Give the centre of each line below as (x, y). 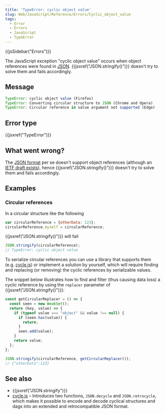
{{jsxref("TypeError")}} (28, 135)
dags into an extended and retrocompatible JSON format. (70, 407)
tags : (11, 19)
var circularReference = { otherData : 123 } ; (50, 222)
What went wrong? (35, 151)
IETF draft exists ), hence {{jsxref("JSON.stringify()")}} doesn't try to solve (80, 167)
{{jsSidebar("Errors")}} (28, 51)
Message (20, 87)
